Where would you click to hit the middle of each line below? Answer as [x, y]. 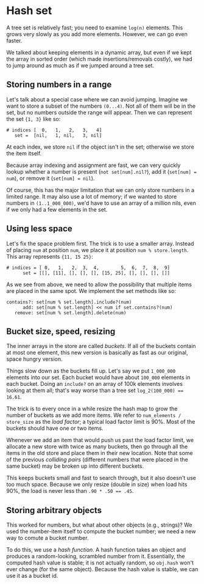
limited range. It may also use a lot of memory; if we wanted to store [92, 196]
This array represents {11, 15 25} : [50, 256]
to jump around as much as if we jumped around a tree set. [80, 65]
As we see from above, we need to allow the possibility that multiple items [99, 284]
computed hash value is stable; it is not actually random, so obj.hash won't [100, 563]
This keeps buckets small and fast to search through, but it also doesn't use [101, 478]
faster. [14, 40]
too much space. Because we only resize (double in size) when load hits [97, 484]
